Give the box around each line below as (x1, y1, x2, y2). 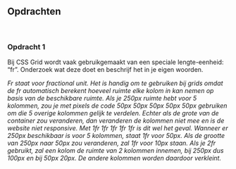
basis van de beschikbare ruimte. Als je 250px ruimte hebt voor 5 (7, 94, 197, 103)
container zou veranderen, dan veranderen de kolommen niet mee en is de (7, 116, 225, 125)
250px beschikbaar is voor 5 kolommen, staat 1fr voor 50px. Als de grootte (7, 132, 225, 140)
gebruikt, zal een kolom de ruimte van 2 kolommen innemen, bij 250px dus (7, 146, 224, 155)
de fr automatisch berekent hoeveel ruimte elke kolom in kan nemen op (7, 87, 214, 95)
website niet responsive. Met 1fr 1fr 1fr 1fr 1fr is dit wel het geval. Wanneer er (7, 124, 228, 132)
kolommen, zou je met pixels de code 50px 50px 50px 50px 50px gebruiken (7, 101, 228, 110)
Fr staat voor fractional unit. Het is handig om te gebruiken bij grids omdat (7, 79, 223, 87)
